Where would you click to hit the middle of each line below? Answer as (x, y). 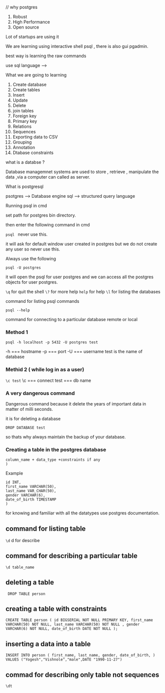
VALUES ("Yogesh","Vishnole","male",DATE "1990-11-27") (64, 660)
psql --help (18, 310)
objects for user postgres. (32, 282)
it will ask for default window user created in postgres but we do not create (82, 244)
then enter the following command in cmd (48, 225)
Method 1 (17, 332)
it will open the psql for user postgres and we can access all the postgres (80, 277)
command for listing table (46, 529)
